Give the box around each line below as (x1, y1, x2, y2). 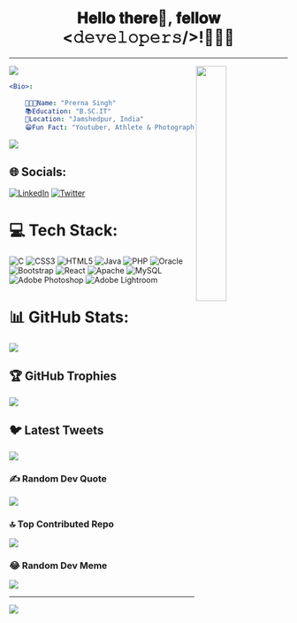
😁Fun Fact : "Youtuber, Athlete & (25, 123, 151, 132)
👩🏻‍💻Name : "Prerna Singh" (25, 98, 117, 107)
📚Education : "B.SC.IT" (25, 106, 112, 116)
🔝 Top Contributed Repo (9, 518, 115, 530)
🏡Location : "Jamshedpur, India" (25, 115, 144, 124)
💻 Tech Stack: (9, 220, 118, 241)
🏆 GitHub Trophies (9, 369, 118, 384)
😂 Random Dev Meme (9, 559, 108, 572)
